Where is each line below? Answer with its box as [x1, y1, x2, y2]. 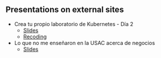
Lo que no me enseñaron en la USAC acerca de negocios [14, 39, 156, 46]
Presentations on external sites [5, 5, 124, 15]
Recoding [23, 33, 47, 40]
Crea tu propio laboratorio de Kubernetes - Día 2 [14, 20, 134, 27]
